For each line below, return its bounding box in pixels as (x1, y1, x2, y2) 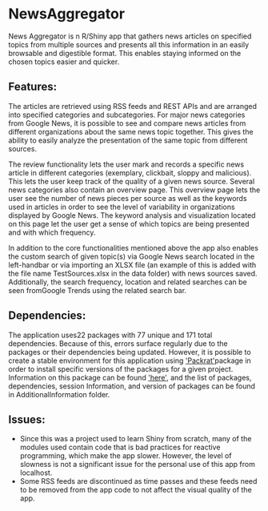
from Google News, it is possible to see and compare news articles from (8, 118, 246, 128)
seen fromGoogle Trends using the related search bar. (8, 285, 186, 295)
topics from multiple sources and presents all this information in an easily (8, 39, 250, 49)
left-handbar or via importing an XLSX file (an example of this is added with (8, 260, 257, 269)
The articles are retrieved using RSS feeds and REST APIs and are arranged (8, 101, 258, 111)
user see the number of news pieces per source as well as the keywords (8, 193, 247, 203)
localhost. (19, 468, 53, 477)
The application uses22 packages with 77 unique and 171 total (8, 330, 213, 340)
